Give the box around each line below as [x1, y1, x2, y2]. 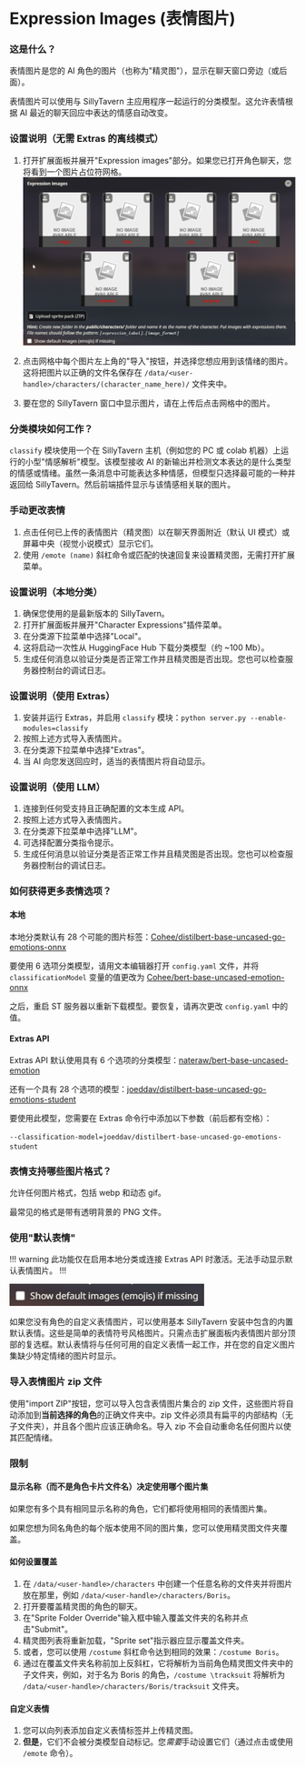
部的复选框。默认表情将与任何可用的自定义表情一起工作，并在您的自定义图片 [9, 1339, 296, 1350]
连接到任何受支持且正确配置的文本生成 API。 [22, 803, 190, 814]
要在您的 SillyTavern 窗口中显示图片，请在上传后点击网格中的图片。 [22, 397, 275, 408]
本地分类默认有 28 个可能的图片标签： [9, 931, 152, 942]
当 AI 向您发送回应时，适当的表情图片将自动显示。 [22, 756, 211, 767]
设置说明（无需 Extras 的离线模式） [9, 133, 164, 146]
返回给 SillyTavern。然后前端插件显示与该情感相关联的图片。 [9, 479, 236, 490]
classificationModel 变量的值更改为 [9, 971, 145, 982]
